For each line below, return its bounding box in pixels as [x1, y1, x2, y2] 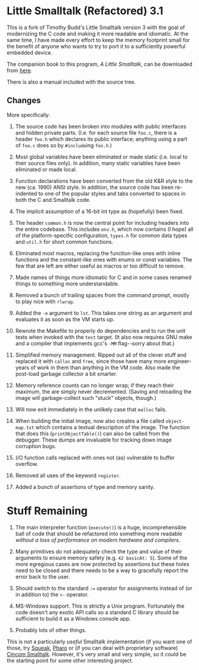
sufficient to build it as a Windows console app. [15, 615, 131, 622]
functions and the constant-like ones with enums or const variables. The [15, 256, 192, 263]
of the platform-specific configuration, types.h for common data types [15, 231, 188, 239]
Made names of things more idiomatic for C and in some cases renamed [15, 274, 192, 281]
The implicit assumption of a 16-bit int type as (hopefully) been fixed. [15, 208, 184, 215]
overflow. [15, 460, 38, 467]
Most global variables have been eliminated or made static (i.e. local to [15, 153, 188, 160]
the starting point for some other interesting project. [7, 657, 134, 664]
